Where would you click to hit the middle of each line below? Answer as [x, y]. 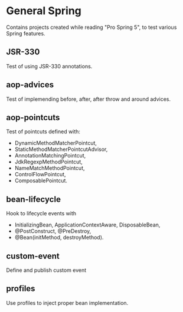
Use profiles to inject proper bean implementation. [67, 303]
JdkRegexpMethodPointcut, [48, 162]
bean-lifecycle [33, 199]
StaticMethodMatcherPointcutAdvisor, [61, 149]
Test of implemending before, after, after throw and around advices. [89, 99]
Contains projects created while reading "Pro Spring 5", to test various [91, 27]
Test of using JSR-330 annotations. [49, 66]
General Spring [44, 11]
